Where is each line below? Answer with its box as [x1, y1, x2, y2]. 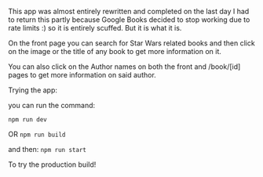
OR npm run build [8, 129, 66, 139]
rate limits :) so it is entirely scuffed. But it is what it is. [8, 23, 182, 32]
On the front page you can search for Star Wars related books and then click [8, 38, 255, 48]
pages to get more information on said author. [8, 70, 157, 79]
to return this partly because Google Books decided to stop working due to [8, 15, 250, 24]
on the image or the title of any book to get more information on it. [8, 47, 222, 56]
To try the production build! [8, 160, 97, 169]
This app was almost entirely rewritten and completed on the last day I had [8, 7, 250, 16]
